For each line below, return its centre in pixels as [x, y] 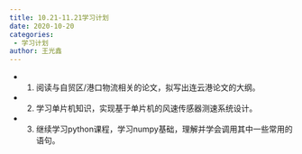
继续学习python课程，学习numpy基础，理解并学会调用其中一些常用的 [164, 129]
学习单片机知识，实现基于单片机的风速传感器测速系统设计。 [146, 108]
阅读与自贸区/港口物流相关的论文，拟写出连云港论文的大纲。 [148, 87]
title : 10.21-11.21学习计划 [59, 18]
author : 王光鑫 [36, 51]
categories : [32, 34]
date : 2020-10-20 [42, 26]
